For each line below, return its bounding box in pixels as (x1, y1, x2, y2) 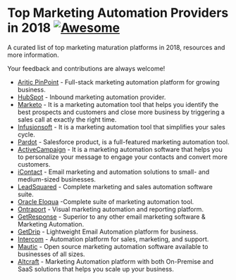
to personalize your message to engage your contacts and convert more (17, 153, 228, 161)
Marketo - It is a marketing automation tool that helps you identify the (17, 100, 219, 108)
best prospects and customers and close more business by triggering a (17, 108, 225, 116)
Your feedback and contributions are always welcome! (7, 64, 166, 72)
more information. (7, 51, 59, 59)
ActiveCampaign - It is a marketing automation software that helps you (17, 145, 223, 153)
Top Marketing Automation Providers (7, 5, 229, 21)
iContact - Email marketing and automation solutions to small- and (17, 167, 210, 176)
